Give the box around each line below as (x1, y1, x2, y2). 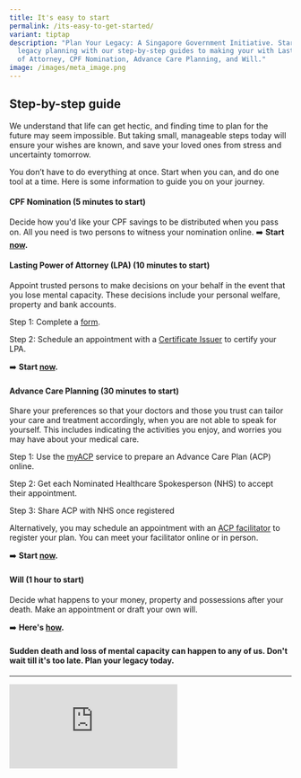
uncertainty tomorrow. (9, 149, 91, 160)
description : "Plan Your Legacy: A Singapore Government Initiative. (9, 38, 275, 48)
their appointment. (9, 488, 78, 499)
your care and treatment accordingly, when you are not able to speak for (9, 415, 277, 426)
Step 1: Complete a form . (9, 316, 101, 328)
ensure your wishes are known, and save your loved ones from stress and (9, 139, 282, 150)
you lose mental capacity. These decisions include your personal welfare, (9, 289, 280, 301)
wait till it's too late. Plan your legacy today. (9, 655, 175, 666)
